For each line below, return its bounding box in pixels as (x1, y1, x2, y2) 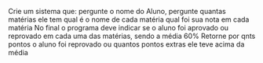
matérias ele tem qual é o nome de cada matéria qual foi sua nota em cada (8, 15, 250, 24)
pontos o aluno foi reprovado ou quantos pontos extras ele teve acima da (8, 40, 245, 49)
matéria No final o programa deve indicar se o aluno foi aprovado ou (8, 23, 229, 32)
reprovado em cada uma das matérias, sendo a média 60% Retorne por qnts (8, 31, 256, 40)
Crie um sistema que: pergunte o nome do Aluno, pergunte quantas (8, 7, 226, 16)
